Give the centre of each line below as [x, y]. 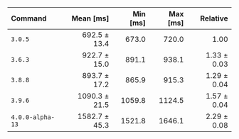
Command [29, 18]
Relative [214, 18]
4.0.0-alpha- [33, 117]
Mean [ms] [90, 18]
